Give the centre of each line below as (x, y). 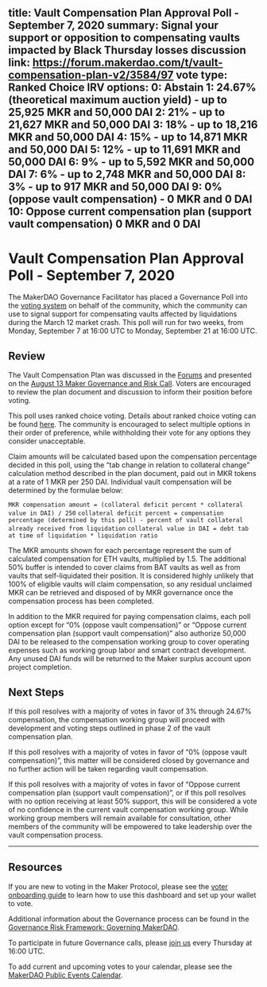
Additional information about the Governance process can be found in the (129, 919)
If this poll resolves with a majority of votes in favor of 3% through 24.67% (130, 711)
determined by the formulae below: (66, 490)
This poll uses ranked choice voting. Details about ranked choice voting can (132, 416)
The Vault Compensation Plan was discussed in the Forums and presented (130, 375)
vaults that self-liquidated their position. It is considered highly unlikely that (131, 576)
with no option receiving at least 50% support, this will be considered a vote (133, 801)
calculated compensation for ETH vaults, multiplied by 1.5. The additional (127, 559)
